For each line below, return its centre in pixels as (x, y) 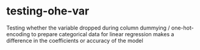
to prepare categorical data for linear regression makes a (103, 34)
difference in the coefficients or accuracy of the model (75, 40)
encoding (18, 34)
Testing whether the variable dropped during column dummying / (88, 28)
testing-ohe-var (48, 11)
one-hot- (182, 28)
